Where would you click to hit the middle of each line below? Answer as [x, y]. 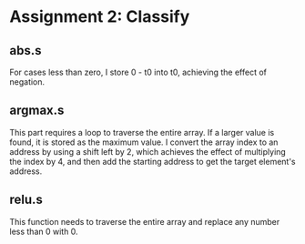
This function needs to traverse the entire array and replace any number [145, 221]
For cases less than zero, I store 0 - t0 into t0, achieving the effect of [138, 72]
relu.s [26, 200]
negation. [27, 82]
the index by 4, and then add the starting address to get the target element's [152, 161]
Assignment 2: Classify [100, 17]
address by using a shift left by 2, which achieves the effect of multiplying [148, 151]
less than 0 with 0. [44, 231]
